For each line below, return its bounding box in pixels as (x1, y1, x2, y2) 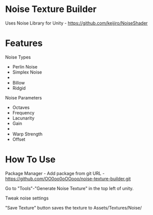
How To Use (5, 154, 56, 165)
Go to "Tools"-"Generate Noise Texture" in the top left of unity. (5, 185, 134, 191)
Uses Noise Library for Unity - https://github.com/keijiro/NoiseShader (5, 20, 148, 26)
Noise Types (5, 54, 31, 60)
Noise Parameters (5, 94, 42, 100)
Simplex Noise (12, 69, 42, 75)
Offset (12, 136, 26, 142)
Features (5, 37, 43, 49)
